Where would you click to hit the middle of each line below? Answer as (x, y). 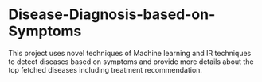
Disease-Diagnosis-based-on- (112, 15)
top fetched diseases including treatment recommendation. (106, 69)
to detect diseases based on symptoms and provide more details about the (131, 61)
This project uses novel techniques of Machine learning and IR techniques (130, 53)
